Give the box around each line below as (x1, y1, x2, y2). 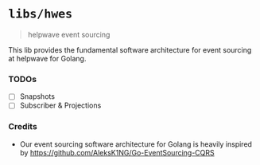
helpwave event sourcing (27, 29, 111, 39)
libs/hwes (8, 6, 73, 22)
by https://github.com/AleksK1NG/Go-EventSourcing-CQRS (19, 147, 215, 157)
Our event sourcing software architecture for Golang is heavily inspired (19, 139, 253, 149)
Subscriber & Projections (19, 100, 102, 110)
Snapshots (19, 92, 56, 101)
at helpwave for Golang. (8, 53, 87, 63)
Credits (8, 121, 37, 132)
